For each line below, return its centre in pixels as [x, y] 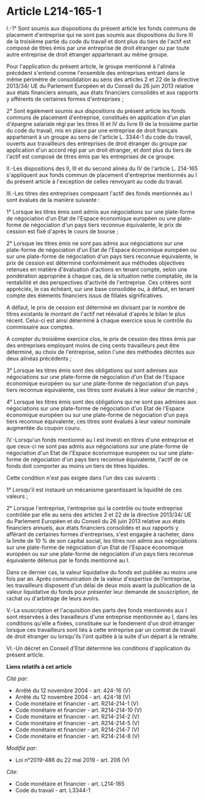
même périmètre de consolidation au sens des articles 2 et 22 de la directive [103, 79]
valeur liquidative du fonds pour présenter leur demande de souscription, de [102, 591]
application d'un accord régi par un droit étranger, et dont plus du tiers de [99, 150]
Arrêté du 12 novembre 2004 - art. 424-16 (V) [73, 690]
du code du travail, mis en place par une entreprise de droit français [92, 130]
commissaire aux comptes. [40, 327]
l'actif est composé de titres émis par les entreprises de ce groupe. [91, 156]
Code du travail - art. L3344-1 [53, 790]
